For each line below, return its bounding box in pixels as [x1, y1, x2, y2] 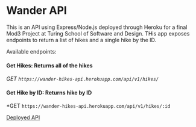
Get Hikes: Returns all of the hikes [6, 61, 93, 69]
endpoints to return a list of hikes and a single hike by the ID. [6, 36, 157, 43]
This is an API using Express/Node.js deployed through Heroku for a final [6, 23, 188, 31]
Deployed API [6, 114, 40, 121]
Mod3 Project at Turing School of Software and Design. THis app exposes [6, 29, 190, 37]
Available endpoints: [6, 48, 57, 55]
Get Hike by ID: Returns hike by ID [6, 88, 92, 96]
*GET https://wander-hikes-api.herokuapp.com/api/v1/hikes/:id [6, 102, 171, 110]
